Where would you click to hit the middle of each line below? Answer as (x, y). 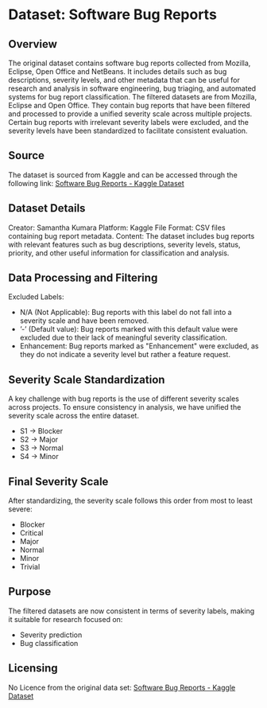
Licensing (33, 669)
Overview (33, 44)
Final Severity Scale (58, 482)
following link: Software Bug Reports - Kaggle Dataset (96, 183)
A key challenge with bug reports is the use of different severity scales (124, 399)
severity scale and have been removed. (84, 321)
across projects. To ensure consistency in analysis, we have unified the (125, 407)
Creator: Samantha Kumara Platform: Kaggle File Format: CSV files (117, 228)
